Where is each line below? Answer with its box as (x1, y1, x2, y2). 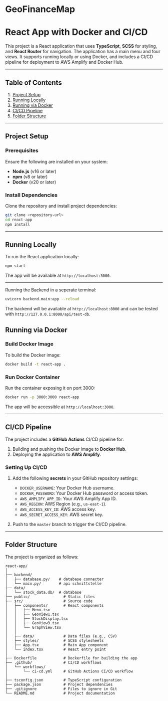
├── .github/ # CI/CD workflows (5, 660, 101, 665)
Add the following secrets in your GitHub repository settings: (12, 475, 138, 481)
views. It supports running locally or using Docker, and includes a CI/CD (5, 54, 153, 60)
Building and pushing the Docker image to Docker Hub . (12, 446, 126, 452)
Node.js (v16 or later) (12, 168, 56, 174)
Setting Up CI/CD (5, 464, 47, 471)
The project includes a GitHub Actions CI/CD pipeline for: (5, 436, 124, 442)
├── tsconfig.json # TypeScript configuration (5, 677, 122, 682)
